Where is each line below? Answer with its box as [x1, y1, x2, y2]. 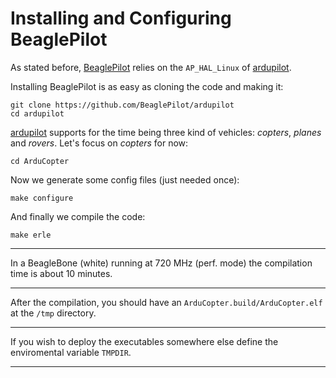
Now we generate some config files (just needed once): [10, 173, 240, 186]
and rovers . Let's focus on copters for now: [10, 137, 189, 149]
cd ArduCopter [10, 156, 70, 166]
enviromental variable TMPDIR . [10, 346, 132, 358]
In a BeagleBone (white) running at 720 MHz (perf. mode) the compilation [10, 257, 313, 269]
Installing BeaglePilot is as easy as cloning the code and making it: [10, 80, 284, 92]
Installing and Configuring [10, 7, 232, 30]
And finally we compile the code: [10, 210, 146, 222]
